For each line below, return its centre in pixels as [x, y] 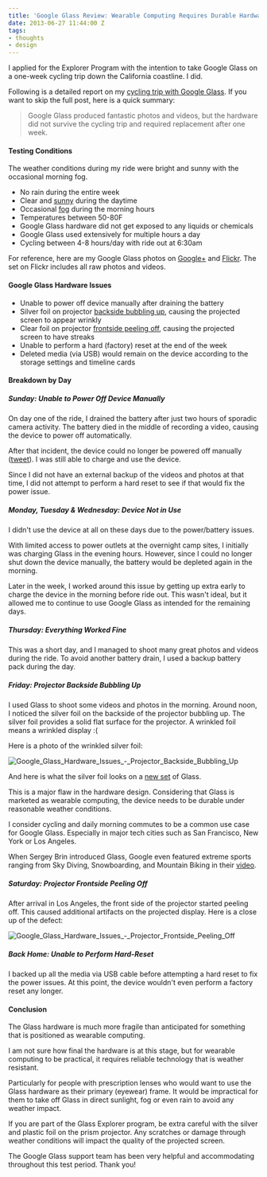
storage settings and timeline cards [77, 362]
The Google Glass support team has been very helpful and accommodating [132, 1156]
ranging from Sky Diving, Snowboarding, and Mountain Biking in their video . [132, 865]
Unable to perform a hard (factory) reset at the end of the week [124, 345]
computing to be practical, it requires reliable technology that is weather [126, 1059]
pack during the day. [42, 667]
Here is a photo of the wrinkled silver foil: [75, 746]
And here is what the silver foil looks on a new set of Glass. [105, 776]
